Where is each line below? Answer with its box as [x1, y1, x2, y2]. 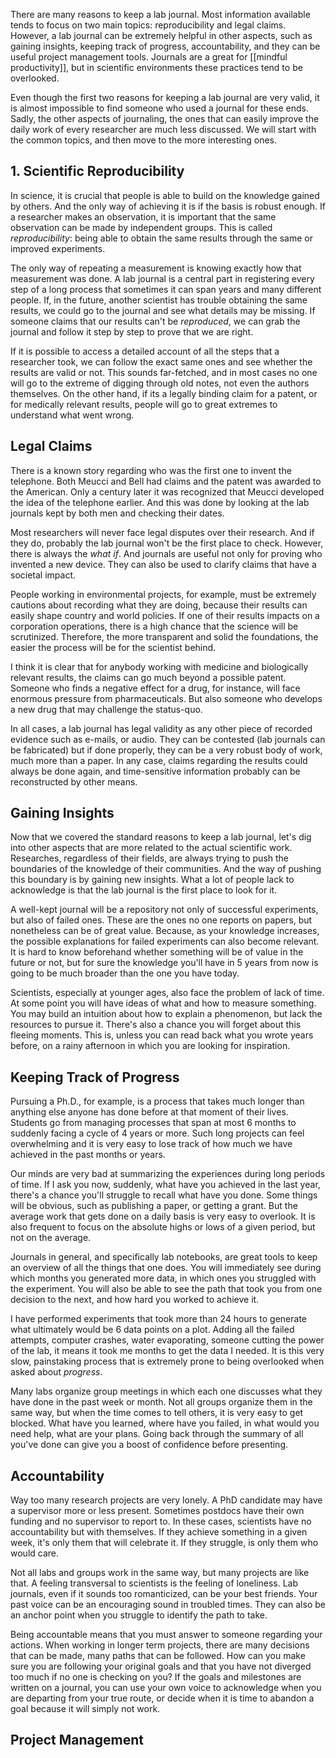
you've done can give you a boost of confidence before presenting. [10, 1439, 288, 1451]
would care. [10, 1547, 60, 1559]
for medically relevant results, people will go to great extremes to [10, 398, 278, 410]
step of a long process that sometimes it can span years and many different [10, 283, 322, 295]
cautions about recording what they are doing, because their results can [10, 599, 308, 611]
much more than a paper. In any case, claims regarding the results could [10, 754, 308, 766]
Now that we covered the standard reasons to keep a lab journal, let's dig [10, 831, 312, 843]
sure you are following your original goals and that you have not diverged [10, 1660, 312, 1673]
